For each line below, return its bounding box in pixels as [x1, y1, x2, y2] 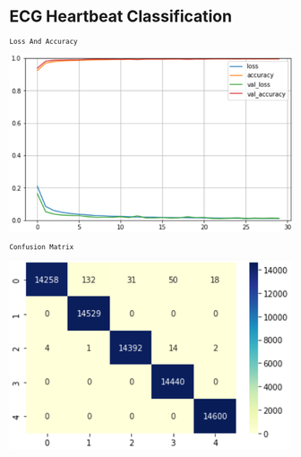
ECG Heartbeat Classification [9, 6, 233, 27]
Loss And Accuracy [9, 37, 78, 46]
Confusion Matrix [9, 242, 74, 252]
